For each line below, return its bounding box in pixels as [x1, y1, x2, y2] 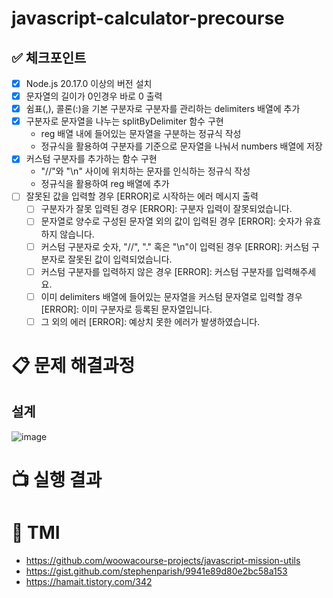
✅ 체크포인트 [11, 49, 87, 66]
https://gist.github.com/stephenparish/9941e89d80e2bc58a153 [25, 565, 288, 577]
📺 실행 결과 [11, 468, 103, 491]
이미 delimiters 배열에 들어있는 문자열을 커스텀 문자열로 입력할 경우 [40, 290, 303, 302]
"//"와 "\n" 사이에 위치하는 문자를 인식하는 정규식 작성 [40, 165, 251, 177]
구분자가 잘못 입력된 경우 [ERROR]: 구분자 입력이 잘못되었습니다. [40, 203, 293, 215]
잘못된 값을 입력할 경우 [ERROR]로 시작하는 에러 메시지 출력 [25, 190, 259, 202]
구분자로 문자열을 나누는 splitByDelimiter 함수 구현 [25, 115, 224, 127]
